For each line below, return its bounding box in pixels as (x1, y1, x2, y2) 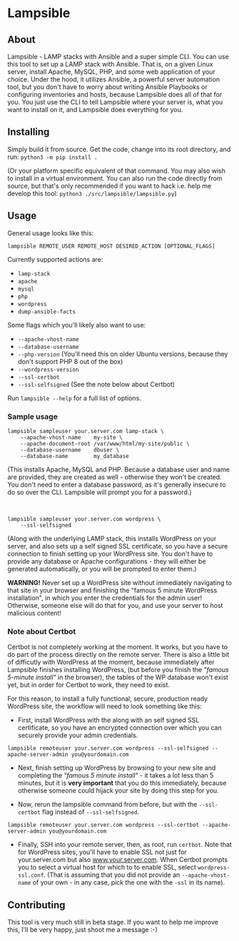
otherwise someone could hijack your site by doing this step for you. (17, 786, 219, 795)
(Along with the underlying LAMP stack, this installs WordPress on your (7, 534, 217, 543)
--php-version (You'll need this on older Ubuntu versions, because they (17, 350, 228, 358)
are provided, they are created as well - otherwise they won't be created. (7, 472, 223, 481)
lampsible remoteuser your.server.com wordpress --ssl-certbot (7, 822, 200, 829)
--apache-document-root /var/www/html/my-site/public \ (20, 440, 190, 447)
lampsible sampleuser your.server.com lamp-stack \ (7, 427, 164, 434)
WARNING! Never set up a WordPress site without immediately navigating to (7, 578, 232, 586)
